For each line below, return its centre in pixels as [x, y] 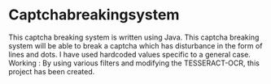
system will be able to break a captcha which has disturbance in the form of [135, 45]
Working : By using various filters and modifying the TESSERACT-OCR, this [134, 63]
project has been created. [52, 71]
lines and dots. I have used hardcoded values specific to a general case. [129, 54]
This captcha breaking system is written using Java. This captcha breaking [134, 37]
